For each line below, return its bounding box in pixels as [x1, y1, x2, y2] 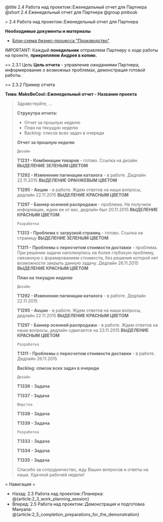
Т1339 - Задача [17, 420, 50, 426]
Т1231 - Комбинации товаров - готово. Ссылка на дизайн [17, 157, 138, 163]
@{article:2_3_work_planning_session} [12, 496, 90, 501]
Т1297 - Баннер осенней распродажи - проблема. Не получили [17, 201, 151, 207]
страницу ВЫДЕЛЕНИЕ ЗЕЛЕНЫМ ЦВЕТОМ [17, 235, 109, 241]
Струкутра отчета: [17, 110, 57, 116]
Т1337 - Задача [17, 393, 50, 398]
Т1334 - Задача [17, 448, 50, 454]
